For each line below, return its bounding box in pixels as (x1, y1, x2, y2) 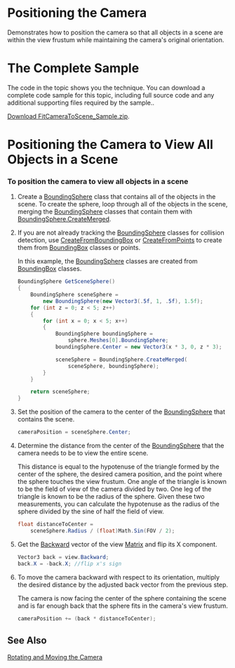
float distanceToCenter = (17, 521, 93, 528)
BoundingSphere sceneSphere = (30, 292, 119, 299)
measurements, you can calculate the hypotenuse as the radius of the (17, 500, 220, 509)
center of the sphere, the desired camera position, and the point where (17, 470, 222, 478)
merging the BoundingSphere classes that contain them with (17, 207, 193, 216)
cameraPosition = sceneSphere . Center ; (17, 428, 131, 436)
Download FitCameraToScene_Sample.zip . (7, 112, 130, 120)
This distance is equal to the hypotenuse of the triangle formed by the (17, 462, 220, 471)
